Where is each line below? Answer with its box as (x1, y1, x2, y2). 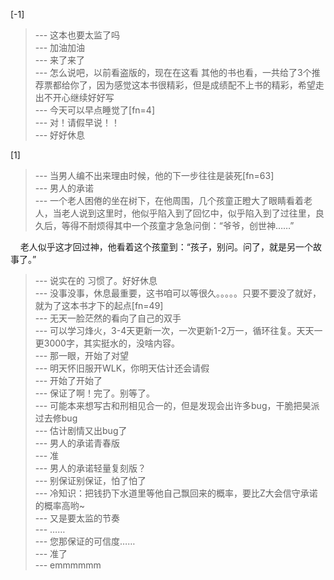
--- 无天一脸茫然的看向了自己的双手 (34, 312, 182, 324)
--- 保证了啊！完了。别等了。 (34, 387, 156, 399)
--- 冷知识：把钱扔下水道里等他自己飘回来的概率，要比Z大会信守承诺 (34, 487, 318, 499)
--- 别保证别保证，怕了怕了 (34, 475, 147, 486)
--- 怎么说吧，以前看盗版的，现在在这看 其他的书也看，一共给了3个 (34, 67, 312, 78)
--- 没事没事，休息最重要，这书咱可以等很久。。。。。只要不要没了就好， (34, 287, 322, 299)
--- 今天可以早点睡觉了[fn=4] (34, 104, 156, 116)
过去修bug (34, 412, 78, 424)
